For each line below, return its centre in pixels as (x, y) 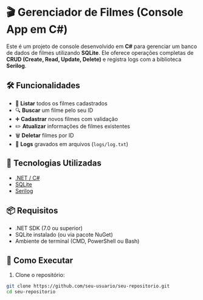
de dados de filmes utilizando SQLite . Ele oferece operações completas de (100, 52)
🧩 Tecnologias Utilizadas (54, 163)
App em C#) (37, 30)
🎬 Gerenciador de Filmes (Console (95, 12)
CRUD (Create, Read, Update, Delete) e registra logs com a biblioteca (94, 59)
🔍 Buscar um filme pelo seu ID (54, 110)
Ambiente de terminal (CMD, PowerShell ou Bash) (77, 241)
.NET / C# (27, 178)
